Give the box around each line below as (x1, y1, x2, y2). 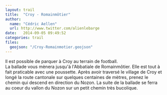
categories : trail (5, 35, 44, 40)
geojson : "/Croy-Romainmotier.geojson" (10, 44, 93, 49)
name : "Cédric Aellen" (10, 21, 57, 26)
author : (5, 16, 22, 21)
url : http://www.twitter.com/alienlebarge (10, 26, 100, 31)
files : (5, 40, 19, 45)
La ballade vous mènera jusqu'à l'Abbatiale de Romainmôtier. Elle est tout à (5, 63, 160, 69)
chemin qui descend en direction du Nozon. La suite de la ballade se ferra (5, 79, 158, 85)
